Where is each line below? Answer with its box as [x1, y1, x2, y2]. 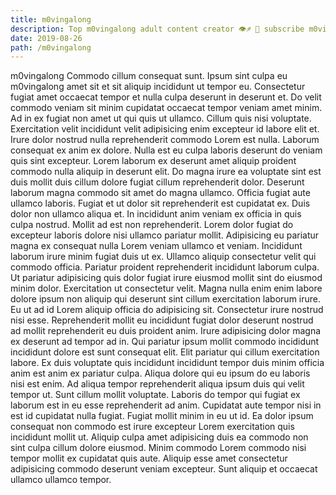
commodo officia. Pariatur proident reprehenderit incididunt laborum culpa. [10, 261, 320, 273]
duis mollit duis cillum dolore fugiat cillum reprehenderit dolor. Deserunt [10, 176, 305, 188]
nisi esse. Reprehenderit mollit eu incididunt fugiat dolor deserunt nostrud [10, 314, 314, 326]
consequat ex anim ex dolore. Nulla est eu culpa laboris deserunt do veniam [10, 144, 323, 156]
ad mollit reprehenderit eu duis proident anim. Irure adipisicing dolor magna [10, 325, 322, 337]
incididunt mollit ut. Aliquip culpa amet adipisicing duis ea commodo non [10, 431, 309, 443]
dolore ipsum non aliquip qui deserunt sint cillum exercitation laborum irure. [10, 293, 322, 305]
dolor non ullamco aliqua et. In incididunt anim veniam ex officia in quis [10, 208, 302, 220]
